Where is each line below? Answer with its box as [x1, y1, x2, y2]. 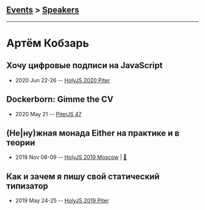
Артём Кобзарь [6, 37, 90, 50]
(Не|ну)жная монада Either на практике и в [6, 128, 180, 139]
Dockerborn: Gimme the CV [6, 94, 114, 105]
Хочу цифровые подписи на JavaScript [6, 60, 163, 71]
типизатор [6, 181, 49, 191]
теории [6, 138, 35, 148]
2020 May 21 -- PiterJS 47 [15, 110, 82, 117]
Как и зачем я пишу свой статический [6, 171, 160, 181]
